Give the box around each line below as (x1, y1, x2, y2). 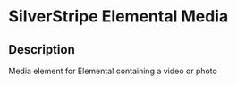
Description (8, 42, 75, 57)
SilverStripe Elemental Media (8, 6, 229, 27)
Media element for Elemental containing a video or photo (8, 65, 218, 76)
